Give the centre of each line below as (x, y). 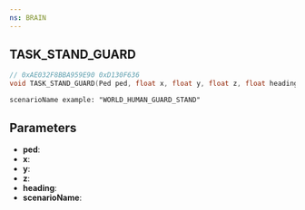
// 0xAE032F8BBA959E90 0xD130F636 (75, 75)
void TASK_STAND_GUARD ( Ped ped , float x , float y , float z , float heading (154, 84)
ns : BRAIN (28, 18)
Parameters (43, 128)
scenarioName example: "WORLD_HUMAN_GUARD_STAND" (105, 100)
